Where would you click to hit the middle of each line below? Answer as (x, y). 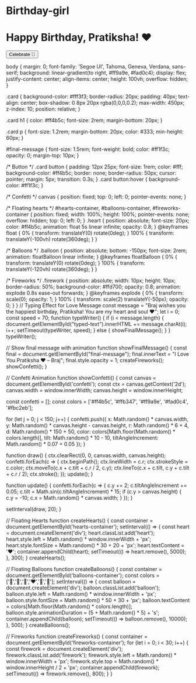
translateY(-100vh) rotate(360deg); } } (52, 239)
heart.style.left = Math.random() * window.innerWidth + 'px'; (79, 539)
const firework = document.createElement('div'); (65, 649)
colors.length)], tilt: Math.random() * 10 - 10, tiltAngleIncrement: (82, 438)
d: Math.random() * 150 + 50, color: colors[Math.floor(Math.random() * (91, 432)
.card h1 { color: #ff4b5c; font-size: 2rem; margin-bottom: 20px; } (84, 121)
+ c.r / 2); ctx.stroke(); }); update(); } (50, 474)
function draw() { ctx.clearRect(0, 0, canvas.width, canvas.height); (86, 455)
